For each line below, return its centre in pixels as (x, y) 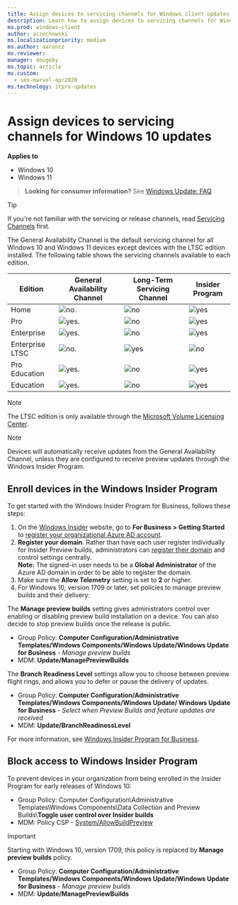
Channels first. (29, 226)
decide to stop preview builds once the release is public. (90, 624)
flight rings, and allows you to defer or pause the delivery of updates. (108, 681)
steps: (16, 513)
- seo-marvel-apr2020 (46, 80)
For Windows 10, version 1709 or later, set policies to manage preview (119, 587)
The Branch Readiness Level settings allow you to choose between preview (119, 674)
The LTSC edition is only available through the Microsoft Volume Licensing (116, 416)
